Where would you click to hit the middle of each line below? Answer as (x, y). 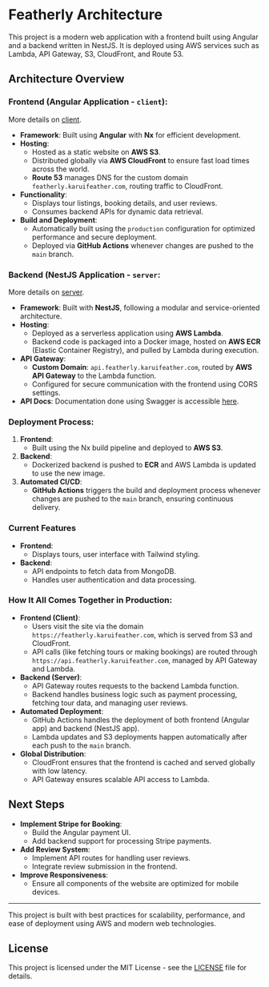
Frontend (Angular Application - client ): (88, 102)
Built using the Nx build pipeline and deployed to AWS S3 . (127, 448)
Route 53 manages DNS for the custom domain (110, 177)
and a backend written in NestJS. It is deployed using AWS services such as (134, 45)
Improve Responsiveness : (64, 875)
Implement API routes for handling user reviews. (111, 857)
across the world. (60, 169)
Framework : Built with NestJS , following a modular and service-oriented (140, 307)
